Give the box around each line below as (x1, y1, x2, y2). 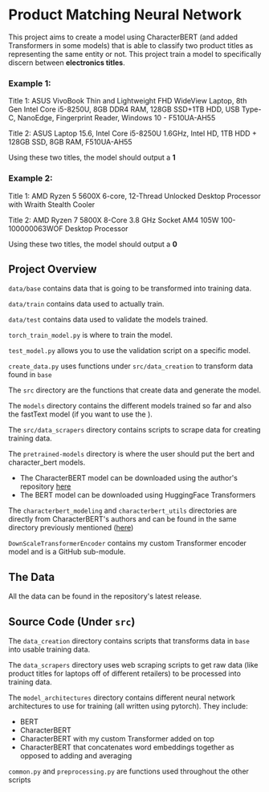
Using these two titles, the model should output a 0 (8, 239, 178, 249)
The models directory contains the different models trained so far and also (8, 401, 251, 411)
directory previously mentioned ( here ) (8, 523, 134, 533)
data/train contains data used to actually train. (8, 299, 165, 309)
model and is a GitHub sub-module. (8, 547, 126, 557)
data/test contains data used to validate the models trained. (8, 315, 209, 324)
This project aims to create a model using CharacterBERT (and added (8, 32, 238, 42)
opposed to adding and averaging (19, 750, 132, 760)
